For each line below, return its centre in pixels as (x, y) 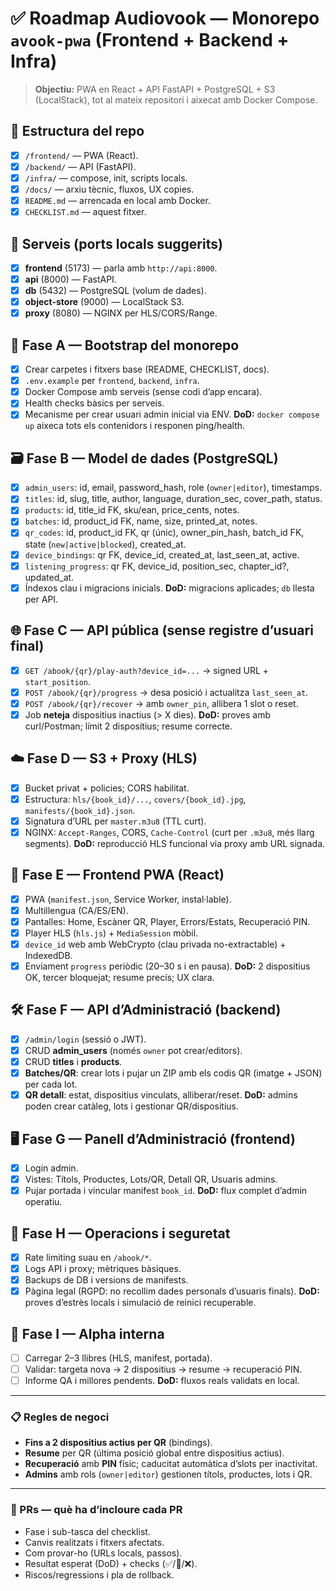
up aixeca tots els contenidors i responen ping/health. (135, 426)
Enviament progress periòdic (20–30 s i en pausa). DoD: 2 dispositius (167, 966)
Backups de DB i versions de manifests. (106, 1280)
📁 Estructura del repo (77, 131)
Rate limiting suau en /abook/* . (88, 1257)
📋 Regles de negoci (60, 1417)
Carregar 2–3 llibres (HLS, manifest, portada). (118, 1358)
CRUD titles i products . (73, 1061)
